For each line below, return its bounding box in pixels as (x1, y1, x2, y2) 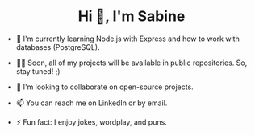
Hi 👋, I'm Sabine (77, 7, 186, 26)
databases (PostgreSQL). (15, 42, 100, 51)
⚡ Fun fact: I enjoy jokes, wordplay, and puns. (15, 117, 167, 127)
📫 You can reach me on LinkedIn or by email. (15, 98, 168, 108)
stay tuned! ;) (15, 66, 61, 76)
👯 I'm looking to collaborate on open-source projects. (15, 82, 194, 92)
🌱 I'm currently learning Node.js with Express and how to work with (15, 34, 240, 43)
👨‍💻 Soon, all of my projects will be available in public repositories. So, (15, 58, 248, 67)
